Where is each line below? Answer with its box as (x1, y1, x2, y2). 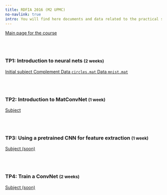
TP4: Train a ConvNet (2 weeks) (5, 173, 80, 180)
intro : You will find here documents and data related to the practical (5, 16, 159, 21)
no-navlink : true (5, 12, 41, 17)
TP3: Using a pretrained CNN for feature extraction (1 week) (5, 134, 149, 141)
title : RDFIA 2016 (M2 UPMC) (5, 7, 66, 12)
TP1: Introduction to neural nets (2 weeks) (5, 58, 104, 65)
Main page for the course (5, 30, 57, 36)
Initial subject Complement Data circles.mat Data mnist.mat (5, 68, 128, 74)
